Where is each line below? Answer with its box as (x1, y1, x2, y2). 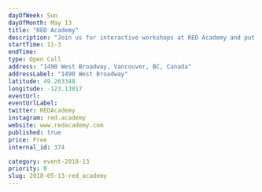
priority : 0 (8, 164, 47, 173)
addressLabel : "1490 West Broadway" (8, 70, 128, 78)
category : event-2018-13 (8, 157, 90, 165)
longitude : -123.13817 (8, 84, 83, 93)
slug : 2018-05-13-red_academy (8, 172, 108, 180)
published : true (8, 128, 61, 136)
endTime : (8, 48, 37, 56)
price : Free (8, 135, 47, 144)
